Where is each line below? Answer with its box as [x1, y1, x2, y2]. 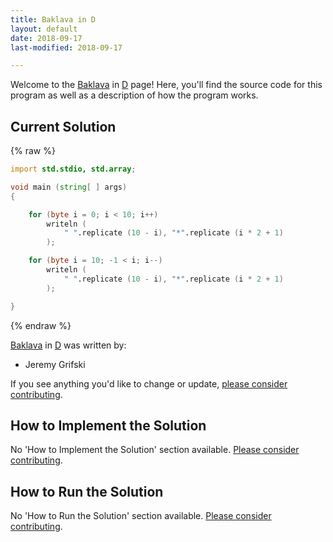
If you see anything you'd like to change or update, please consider [10, 377, 288, 390]
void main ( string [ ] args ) [10, 182, 128, 192]
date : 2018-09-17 [10, 33, 83, 43]
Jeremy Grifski [24, 358, 86, 370]
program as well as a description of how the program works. [10, 89, 259, 101]
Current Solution [10, 118, 117, 135]
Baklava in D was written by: [10, 339, 127, 351]
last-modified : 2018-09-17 [10, 42, 123, 53]
